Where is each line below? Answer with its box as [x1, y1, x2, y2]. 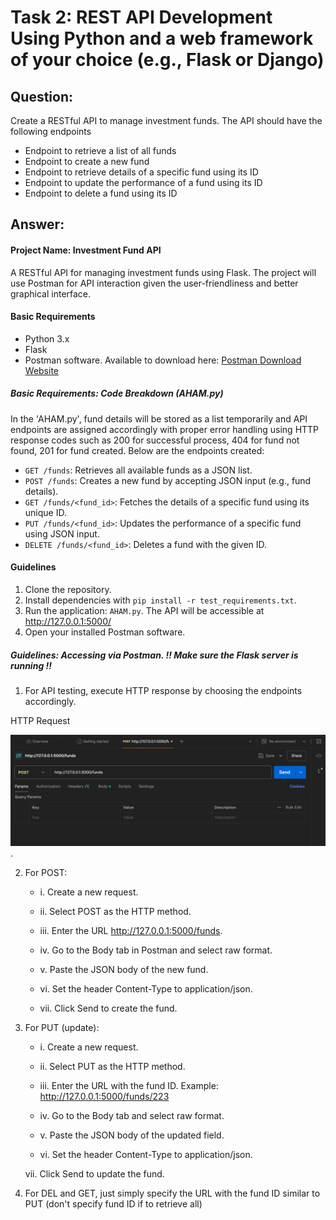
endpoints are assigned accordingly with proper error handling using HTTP [10, 423, 320, 435]
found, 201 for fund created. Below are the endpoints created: [10, 444, 265, 456]
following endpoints [10, 126, 92, 137]
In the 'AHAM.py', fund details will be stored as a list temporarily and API [10, 412, 308, 425]
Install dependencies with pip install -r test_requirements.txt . [24, 594, 297, 606]
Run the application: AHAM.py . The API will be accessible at [24, 604, 265, 616]
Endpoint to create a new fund [24, 156, 150, 167]
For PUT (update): [24, 1022, 100, 1034]
